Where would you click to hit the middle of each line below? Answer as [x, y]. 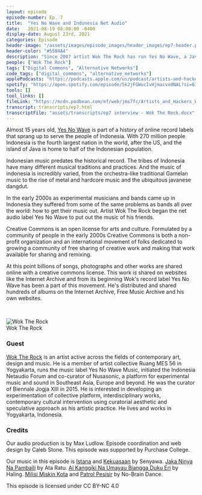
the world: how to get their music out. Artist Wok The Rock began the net [96, 211]
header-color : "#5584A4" [37, 51]
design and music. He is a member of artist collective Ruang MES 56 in [94, 363]
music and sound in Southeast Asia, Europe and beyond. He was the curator [101, 382]
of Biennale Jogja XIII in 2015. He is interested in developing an [84, 389]
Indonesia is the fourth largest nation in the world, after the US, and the [94, 143]
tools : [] [19, 90]
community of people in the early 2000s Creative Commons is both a [92, 235]
